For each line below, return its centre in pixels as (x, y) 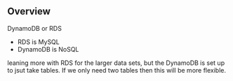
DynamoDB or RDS (34, 28)
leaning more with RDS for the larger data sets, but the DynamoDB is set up (116, 63)
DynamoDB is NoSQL (48, 49)
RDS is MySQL (38, 42)
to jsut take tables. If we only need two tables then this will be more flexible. (117, 70)
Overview (29, 12)
